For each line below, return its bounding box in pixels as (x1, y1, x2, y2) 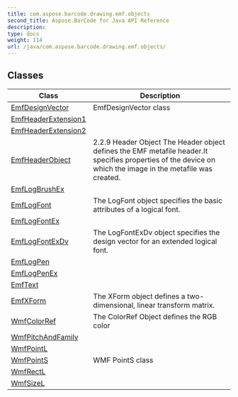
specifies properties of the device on (93, 155, 216, 164)
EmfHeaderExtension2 (11, 125, 86, 135)
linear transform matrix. (137, 300, 215, 310)
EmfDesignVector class (93, 102, 171, 112)
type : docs (7, 30, 40, 38)
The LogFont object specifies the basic (93, 196, 223, 206)
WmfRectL (11, 367, 46, 376)
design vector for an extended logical (93, 236, 217, 246)
